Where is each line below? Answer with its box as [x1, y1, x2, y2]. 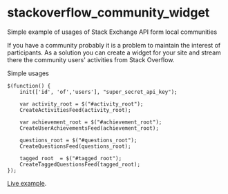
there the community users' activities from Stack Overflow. [7, 55, 175, 64]
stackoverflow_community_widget [7, 5, 210, 21]
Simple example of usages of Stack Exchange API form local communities [7, 28, 218, 36]
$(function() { [7, 82, 51, 89]
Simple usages [7, 69, 50, 77]
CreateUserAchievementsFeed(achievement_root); [19, 124, 159, 132]
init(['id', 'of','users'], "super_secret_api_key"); [19, 88, 178, 95]
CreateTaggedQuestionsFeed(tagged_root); [19, 161, 140, 168]
